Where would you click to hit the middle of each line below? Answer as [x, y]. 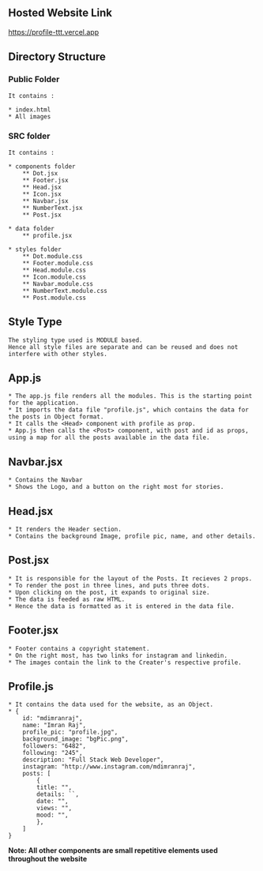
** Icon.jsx [42, 194]
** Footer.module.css [58, 263]
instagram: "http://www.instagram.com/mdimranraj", [109, 767]
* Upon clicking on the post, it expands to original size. [109, 592]
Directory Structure [57, 57]
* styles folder [35, 249]
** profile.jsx [47, 235]
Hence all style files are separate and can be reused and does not [123, 347]
